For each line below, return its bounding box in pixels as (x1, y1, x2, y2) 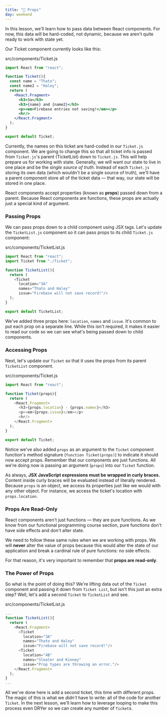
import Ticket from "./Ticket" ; (5, 259, 72, 264)
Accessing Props (5, 346, 47, 353)
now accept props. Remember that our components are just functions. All (5, 457, 156, 463)
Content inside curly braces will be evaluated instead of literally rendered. (5, 477, 157, 483)
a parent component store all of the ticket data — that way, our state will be (5, 175, 160, 181)
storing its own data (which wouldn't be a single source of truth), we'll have (5, 169, 160, 175)
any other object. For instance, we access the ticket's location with (5, 488, 143, 494)
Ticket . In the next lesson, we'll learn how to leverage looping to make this (5, 700, 158, 706)
